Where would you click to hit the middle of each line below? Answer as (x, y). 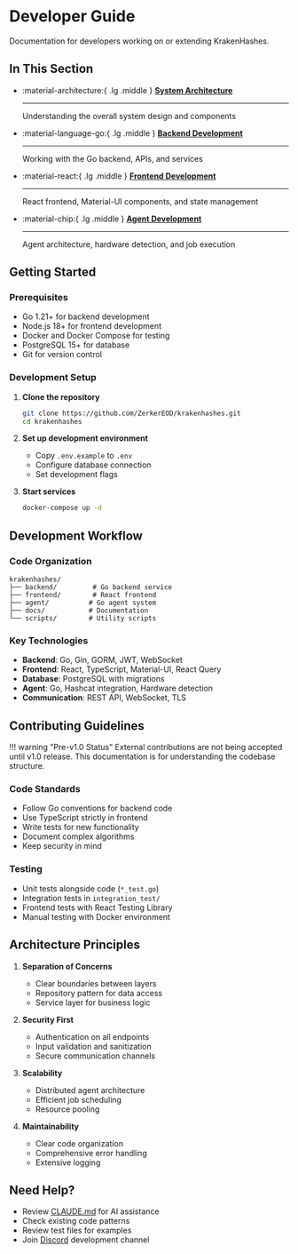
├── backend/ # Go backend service (91, 587)
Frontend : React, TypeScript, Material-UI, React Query (122, 669)
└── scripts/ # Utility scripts (83, 619)
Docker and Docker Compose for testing (96, 336)
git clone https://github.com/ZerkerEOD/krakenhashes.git (131, 413)
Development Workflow (76, 535)
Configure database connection (93, 465)
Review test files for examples (77, 1230)
